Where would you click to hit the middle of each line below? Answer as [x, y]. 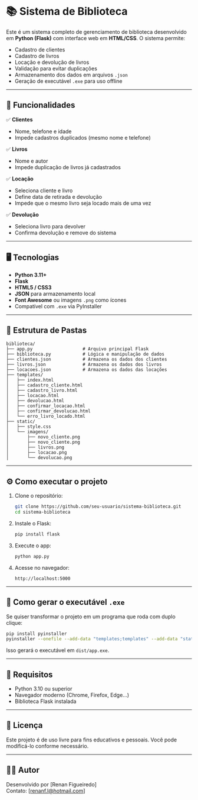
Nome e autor [31, 161]
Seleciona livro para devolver [50, 226]
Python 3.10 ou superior [43, 689]
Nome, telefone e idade [43, 131]
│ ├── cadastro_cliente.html [44, 385]
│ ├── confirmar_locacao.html [46, 406]
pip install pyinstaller [37, 634]
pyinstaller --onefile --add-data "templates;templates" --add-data [92, 639]
